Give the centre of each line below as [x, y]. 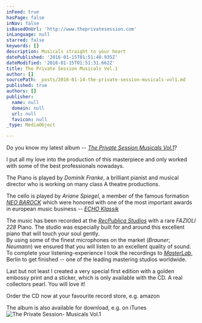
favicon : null [29, 119]
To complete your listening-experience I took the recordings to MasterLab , [99, 253]
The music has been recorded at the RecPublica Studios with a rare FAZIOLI [101, 221]
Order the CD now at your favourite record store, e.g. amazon [83, 296]
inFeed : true [23, 12]
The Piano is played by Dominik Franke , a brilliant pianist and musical [93, 178]
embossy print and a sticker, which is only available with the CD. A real [95, 278]
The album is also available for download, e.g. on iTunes [76, 308]
